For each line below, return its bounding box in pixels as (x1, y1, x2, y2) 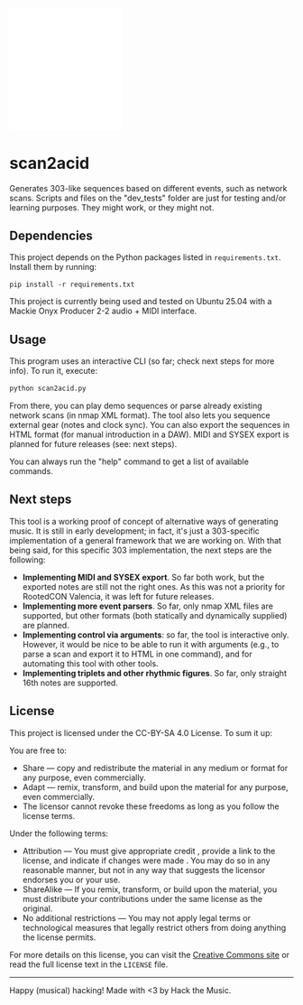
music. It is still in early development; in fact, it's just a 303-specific (9, 526, 260, 536)
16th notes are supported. (22, 677, 119, 688)
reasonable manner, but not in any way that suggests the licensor (22, 864, 266, 875)
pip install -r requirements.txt (9, 280, 135, 290)
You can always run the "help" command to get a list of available (9, 456, 250, 467)
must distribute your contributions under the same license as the (22, 893, 263, 904)
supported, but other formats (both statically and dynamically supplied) (22, 610, 288, 620)
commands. (9, 466, 54, 477)
